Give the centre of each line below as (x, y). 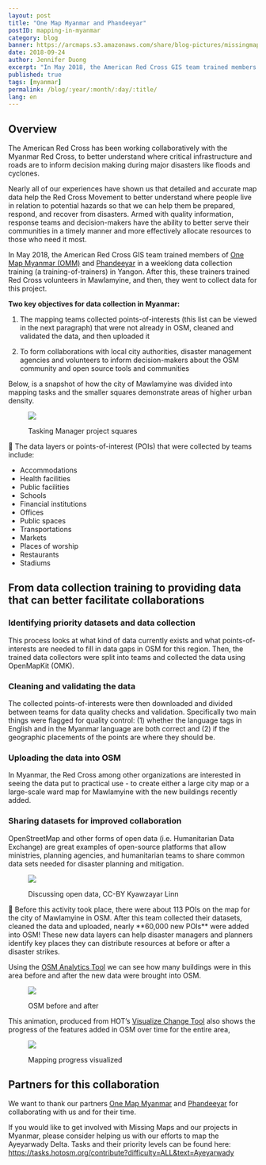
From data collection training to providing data (125, 588)
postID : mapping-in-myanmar (55, 30)
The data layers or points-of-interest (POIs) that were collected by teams (133, 446)
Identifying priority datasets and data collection (102, 623)
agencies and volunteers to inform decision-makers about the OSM (129, 360)
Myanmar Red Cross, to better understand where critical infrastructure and (130, 156)
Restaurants (39, 555)
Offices (32, 512)
